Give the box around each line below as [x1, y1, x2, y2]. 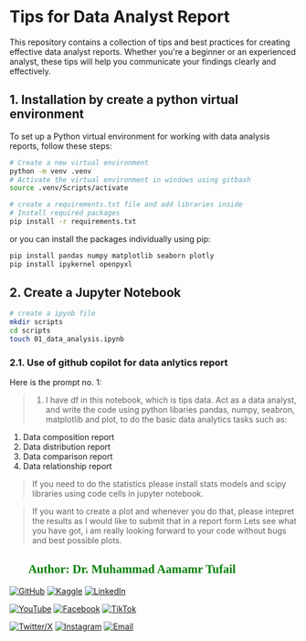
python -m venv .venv [9, 166, 92, 175]
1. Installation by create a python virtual [9, 92, 239, 108]
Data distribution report [22, 441, 111, 453]
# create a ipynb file [9, 309, 96, 319]
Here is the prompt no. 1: [9, 377, 102, 388]
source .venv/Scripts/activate [9, 184, 129, 193]
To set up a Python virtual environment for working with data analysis [9, 131, 270, 142]
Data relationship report [22, 461, 112, 472]
